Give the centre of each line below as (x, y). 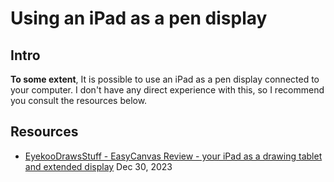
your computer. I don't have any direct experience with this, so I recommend (167, 90)
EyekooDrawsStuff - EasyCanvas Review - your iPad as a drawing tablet (173, 156)
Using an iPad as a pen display (139, 18)
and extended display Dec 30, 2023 (98, 166)
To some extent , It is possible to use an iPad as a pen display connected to (165, 79)
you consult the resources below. (79, 100)
